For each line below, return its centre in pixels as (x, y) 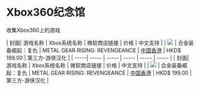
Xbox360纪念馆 (46, 12)
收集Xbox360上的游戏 (34, 30)
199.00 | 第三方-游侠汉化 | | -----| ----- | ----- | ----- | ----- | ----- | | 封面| (98, 58)
